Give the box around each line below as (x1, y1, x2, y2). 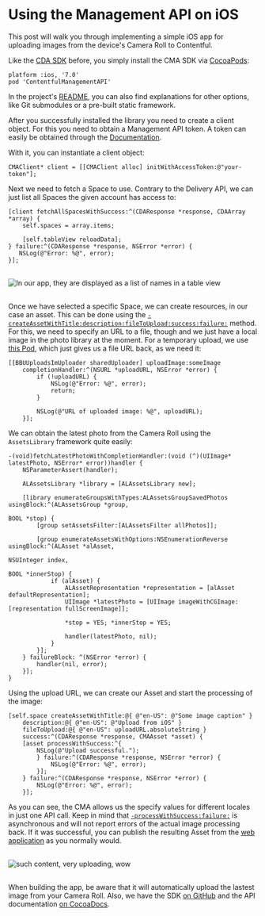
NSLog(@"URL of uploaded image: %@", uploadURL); (36, 407, 203, 416)
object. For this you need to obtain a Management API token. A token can (8, 124, 247, 133)
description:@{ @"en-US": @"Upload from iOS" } (22, 719, 182, 726)
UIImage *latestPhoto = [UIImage (64, 597, 176, 606)
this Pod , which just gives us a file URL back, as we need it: (8, 343, 202, 353)
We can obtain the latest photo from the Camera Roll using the (8, 428, 211, 438)
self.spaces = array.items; (22, 221, 115, 229)
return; (50, 386, 77, 394)
